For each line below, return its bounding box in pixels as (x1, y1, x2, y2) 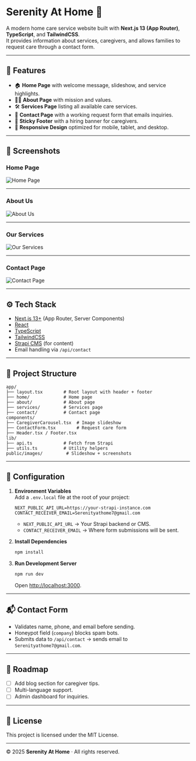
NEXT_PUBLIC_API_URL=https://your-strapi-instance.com (14, 505, 151, 511)
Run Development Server (14, 560, 77, 567)
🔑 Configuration (6, 472, 65, 482)
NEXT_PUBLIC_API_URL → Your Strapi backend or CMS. (23, 520, 151, 527)
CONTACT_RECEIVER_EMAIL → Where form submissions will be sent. (23, 526, 179, 533)
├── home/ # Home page (6, 394, 93, 400)
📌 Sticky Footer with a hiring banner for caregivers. (14, 117, 139, 125)
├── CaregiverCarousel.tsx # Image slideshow (6, 419, 121, 426)
